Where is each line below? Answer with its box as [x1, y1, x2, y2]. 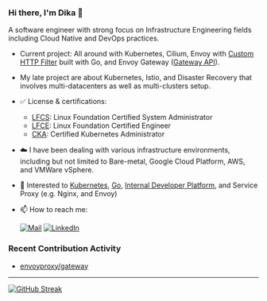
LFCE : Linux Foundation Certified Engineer [31, 121, 172, 130]
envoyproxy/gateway [19, 261, 89, 271]
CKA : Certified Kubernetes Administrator [31, 129, 165, 139]
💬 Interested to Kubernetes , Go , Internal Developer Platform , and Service [19, 180, 258, 190]
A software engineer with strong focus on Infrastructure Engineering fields [8, 25, 252, 35]
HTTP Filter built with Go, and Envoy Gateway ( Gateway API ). [19, 57, 220, 67]
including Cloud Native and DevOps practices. [8, 33, 160, 43]
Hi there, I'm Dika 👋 [8, 7, 83, 18]
